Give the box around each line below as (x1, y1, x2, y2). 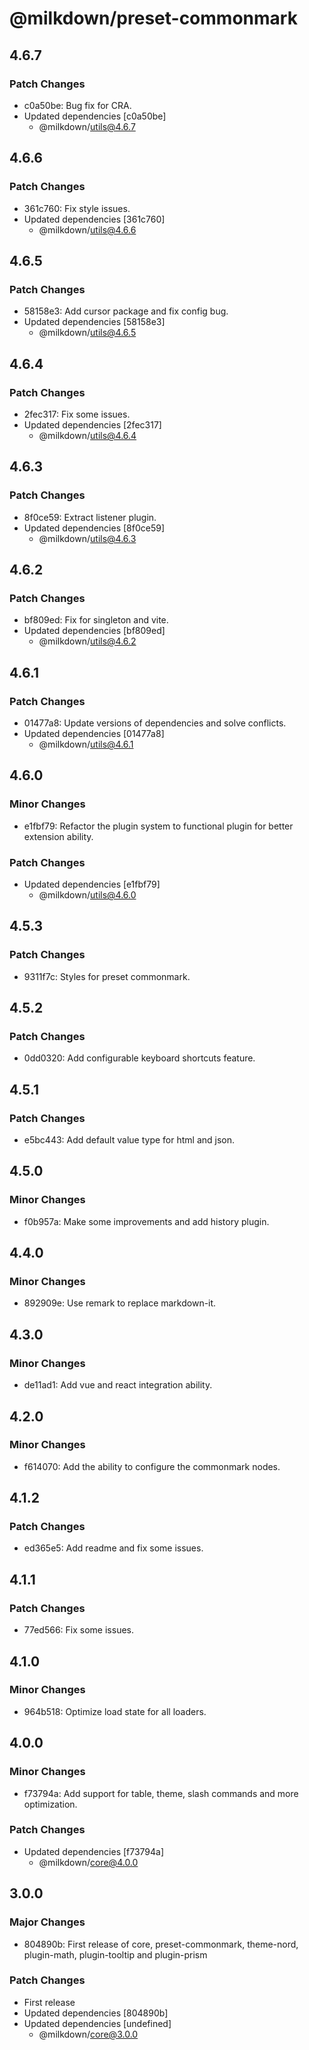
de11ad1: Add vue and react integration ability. (23, 1379, 213, 1391)
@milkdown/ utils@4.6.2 (38, 635, 137, 647)
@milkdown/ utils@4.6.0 (38, 888, 137, 901)
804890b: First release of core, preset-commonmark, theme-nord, (23, 1938, 299, 1950)
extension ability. (23, 830, 94, 842)
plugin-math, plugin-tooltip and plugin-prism (23, 1948, 208, 1961)
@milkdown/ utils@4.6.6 (38, 223, 137, 236)
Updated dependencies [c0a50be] (23, 110, 167, 122)
